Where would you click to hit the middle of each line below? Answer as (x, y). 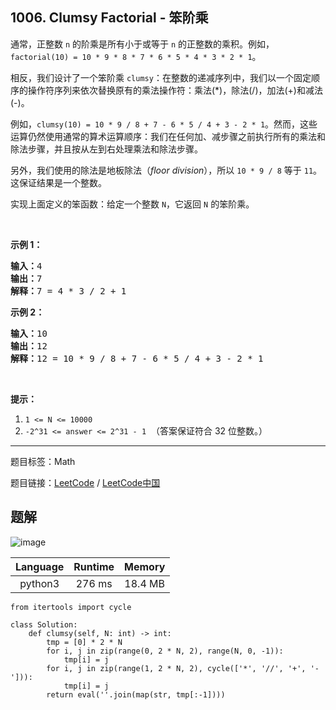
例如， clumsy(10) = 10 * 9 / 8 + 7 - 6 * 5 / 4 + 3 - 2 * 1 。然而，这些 (164, 124)
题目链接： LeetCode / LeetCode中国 (85, 482)
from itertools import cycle (71, 607)
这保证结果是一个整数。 (58, 182)
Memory (145, 566)
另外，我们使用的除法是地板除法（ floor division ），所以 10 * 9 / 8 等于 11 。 (166, 170)
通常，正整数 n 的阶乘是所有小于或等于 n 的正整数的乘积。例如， (142, 44)
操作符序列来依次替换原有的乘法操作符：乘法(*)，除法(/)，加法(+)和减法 (175, 90)
